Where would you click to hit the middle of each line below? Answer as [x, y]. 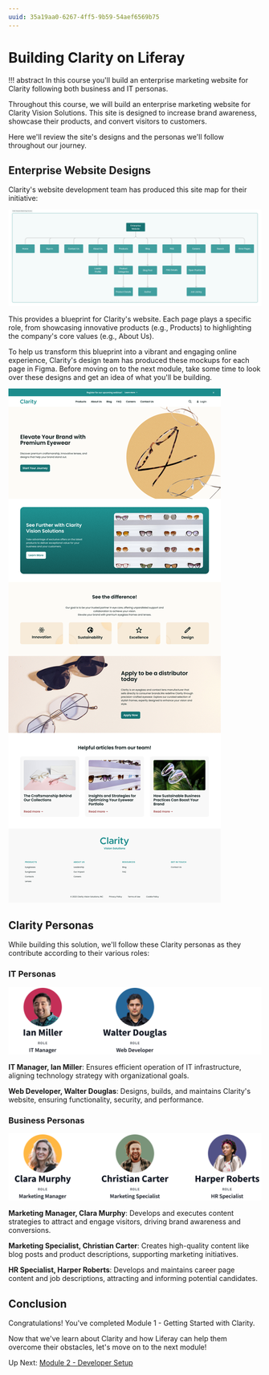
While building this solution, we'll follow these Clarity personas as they [125, 945]
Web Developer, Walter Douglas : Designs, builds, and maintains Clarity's [130, 1091]
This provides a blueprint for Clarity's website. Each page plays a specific [130, 319]
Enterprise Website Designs [79, 170]
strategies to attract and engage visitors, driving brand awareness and [124, 1222]
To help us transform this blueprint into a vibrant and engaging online [122, 352]
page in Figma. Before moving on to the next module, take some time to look [134, 369]
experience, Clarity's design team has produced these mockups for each [129, 361]
